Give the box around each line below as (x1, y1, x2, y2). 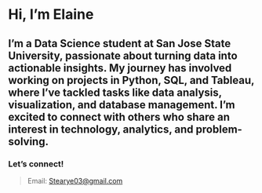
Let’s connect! (8, 158, 64, 169)
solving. (8, 135, 49, 148)
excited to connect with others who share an (8, 110, 230, 123)
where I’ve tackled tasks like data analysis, (8, 86, 222, 99)
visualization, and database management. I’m (8, 98, 235, 111)
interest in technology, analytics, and (8, 122, 194, 136)
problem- (195, 122, 243, 136)
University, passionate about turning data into (8, 49, 238, 62)
